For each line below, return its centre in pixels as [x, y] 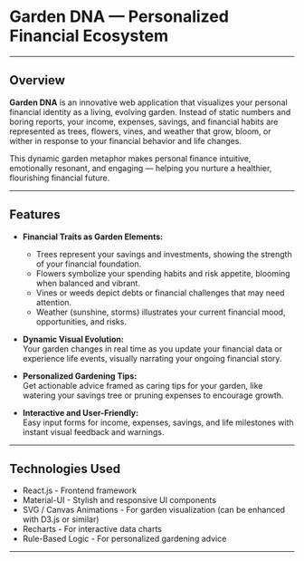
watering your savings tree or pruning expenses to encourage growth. [153, 395]
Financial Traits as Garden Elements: [93, 237]
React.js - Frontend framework [80, 490]
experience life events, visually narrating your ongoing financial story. [152, 358]
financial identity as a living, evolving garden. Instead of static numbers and [150, 111]
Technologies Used [65, 469]
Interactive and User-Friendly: [80, 412]
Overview [38, 80]
